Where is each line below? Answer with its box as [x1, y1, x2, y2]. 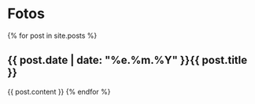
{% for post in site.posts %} [7, 31, 98, 40]
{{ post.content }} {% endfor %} [7, 87, 111, 96]
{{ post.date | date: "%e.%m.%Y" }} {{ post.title [7, 54, 248, 67]
